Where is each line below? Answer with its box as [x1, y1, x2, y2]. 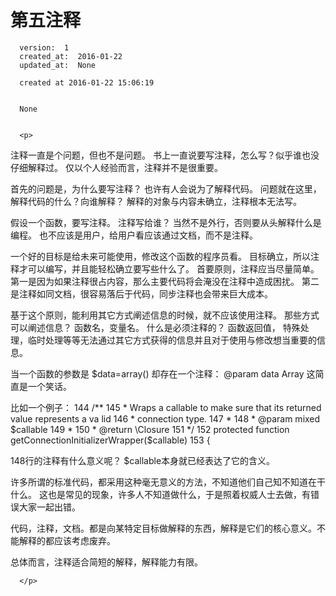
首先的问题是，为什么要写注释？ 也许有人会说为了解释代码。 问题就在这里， [10, 182, 322, 195]
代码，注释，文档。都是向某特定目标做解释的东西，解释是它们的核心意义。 [10, 522, 317, 534]
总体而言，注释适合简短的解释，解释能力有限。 [10, 556, 203, 568]
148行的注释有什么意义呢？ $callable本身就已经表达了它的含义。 [10, 454, 276, 466]
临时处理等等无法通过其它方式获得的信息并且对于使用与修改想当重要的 [27, 334, 317, 346]
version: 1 [19, 42, 70, 53]
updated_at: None [19, 60, 97, 70]
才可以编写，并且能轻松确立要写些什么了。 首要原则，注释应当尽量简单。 [18, 262, 320, 275]
